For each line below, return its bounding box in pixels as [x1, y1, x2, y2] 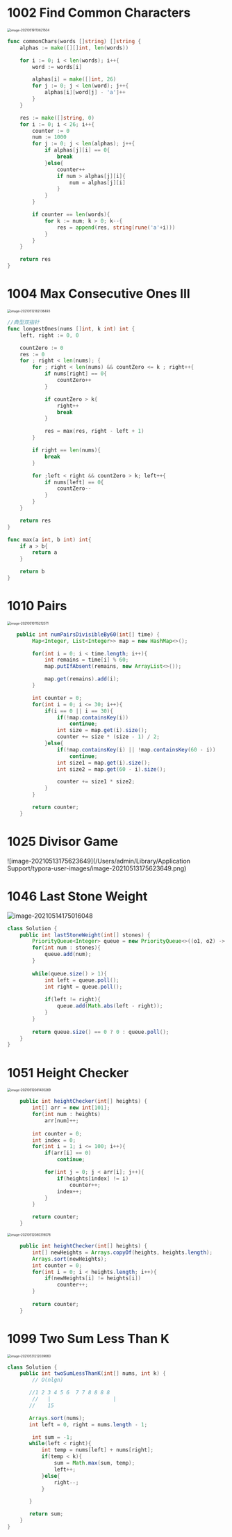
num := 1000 [32, 134, 67, 141]
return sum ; [28, 1511, 64, 1518]
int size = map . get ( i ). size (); [56, 727, 148, 734]
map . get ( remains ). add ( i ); [44, 676, 119, 683]
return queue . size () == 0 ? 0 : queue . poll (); [32, 1028, 169, 1035]
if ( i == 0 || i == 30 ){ [44, 708, 113, 715]
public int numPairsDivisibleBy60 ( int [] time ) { [16, 631, 160, 638]
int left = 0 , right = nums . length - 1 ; [28, 1421, 148, 1428]
